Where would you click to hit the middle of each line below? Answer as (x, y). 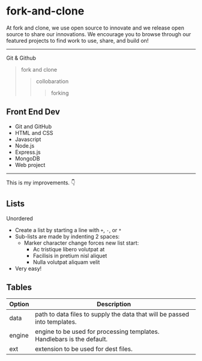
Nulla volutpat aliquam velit (66, 262)
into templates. (56, 322)
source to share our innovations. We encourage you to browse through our (99, 34)
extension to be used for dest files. (84, 349)
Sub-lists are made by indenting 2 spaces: (67, 236)
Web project (30, 165)
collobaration (52, 81)
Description (114, 304)
